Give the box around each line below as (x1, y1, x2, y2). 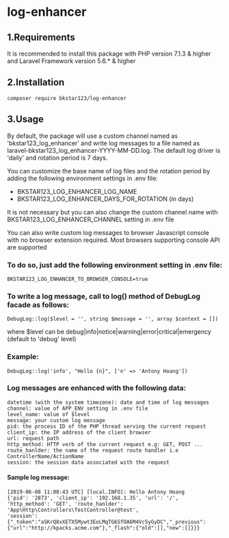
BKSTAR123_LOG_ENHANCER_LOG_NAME (16, 187, 137, 195)
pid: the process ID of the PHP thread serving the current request (7, 423, 206, 430)
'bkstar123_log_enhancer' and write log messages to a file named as (7, 138, 200, 147)
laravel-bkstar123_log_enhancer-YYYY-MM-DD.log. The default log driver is (7, 146, 221, 154)
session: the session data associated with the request (7, 458, 170, 466)
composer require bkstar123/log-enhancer (7, 95, 127, 101)
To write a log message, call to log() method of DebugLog (7, 291, 200, 301)
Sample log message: (7, 474, 70, 482)
